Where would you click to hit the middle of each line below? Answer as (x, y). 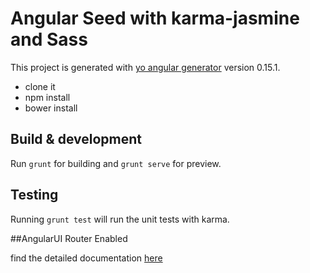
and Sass (49, 39)
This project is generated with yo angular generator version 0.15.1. (145, 67)
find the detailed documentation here (86, 258)
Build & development (76, 139)
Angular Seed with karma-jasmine (155, 18)
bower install (51, 108)
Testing (34, 195)
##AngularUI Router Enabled (69, 238)
